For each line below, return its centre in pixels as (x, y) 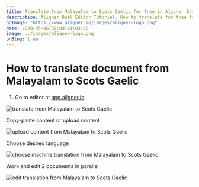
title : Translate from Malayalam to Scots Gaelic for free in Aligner (95, 12)
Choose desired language (38, 143)
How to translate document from (88, 68)
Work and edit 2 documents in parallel (52, 166)
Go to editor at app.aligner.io (49, 97)
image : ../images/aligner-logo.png (50, 34)
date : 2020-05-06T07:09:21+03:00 (47, 28)
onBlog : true (22, 39)
